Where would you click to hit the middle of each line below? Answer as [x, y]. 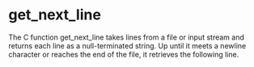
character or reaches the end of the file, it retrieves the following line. [124, 54]
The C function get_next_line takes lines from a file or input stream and [126, 37]
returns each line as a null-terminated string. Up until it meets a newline [127, 45]
